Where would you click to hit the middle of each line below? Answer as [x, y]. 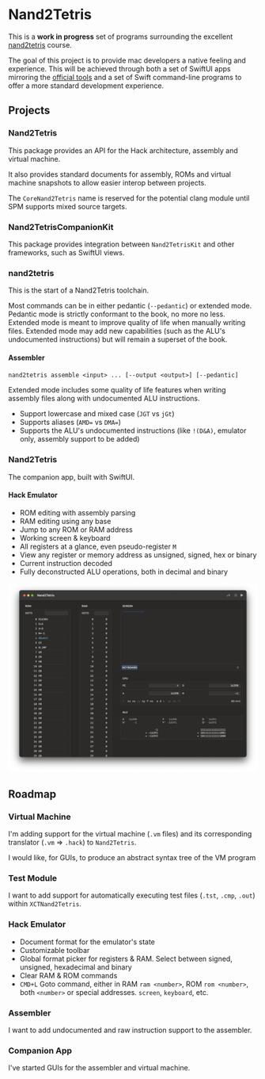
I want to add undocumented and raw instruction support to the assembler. [130, 1030]
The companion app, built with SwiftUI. [72, 476]
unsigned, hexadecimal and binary [76, 967]
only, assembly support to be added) [79, 439]
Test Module [33, 878]
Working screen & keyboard [65, 538]
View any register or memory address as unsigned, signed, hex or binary [138, 555]
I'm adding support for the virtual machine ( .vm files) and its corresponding [130, 834]
